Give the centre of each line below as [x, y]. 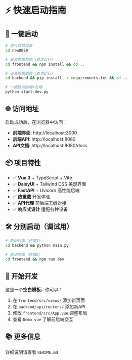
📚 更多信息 [23, 337]
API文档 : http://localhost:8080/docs [50, 145]
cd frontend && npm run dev [35, 259]
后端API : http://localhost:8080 [44, 139]
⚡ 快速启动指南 [36, 10]
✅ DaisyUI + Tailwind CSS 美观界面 [49, 184]
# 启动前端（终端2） [24, 255]
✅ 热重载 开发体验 [31, 196]
